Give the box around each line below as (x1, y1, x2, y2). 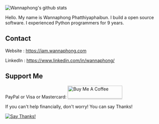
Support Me (5, 72, 43, 80)
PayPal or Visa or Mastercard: (5, 93, 67, 100)
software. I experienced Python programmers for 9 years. (5, 20, 124, 26)
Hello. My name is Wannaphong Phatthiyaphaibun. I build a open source (5, 15, 154, 20)
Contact (5, 34, 31, 43)
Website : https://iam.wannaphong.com (5, 48, 87, 54)
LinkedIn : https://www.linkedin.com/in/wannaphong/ (5, 57, 115, 63)
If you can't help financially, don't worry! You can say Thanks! (5, 103, 133, 109)
